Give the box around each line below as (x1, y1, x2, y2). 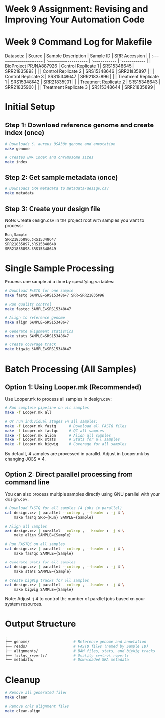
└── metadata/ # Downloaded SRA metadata (5, 657, 129, 662)
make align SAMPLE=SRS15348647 (5, 320, 69, 325)
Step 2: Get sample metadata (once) (5, 173, 118, 182)
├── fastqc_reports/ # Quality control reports (5, 653, 129, 658)
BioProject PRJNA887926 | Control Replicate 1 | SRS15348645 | (5, 63, 134, 69)
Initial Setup (5, 101, 55, 113)
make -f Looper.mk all (5, 410, 52, 415)
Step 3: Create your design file (5, 204, 101, 213)
